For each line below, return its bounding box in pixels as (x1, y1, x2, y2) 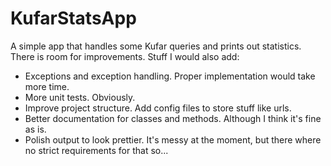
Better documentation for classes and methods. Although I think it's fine (24, 112, 322, 124)
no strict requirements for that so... (24, 144, 169, 156)
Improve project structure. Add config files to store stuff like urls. (24, 102, 292, 114)
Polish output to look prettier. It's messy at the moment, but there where (24, 133, 322, 146)
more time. (24, 80, 70, 92)
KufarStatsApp (10, 7, 137, 30)
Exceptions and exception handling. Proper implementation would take (24, 70, 316, 82)
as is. (24, 123, 47, 135)
